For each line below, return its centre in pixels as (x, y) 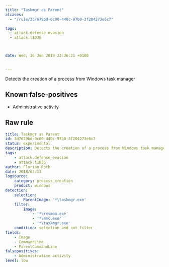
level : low (17, 261)
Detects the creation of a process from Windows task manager (70, 79)
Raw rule (19, 123)
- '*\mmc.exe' (47, 219)
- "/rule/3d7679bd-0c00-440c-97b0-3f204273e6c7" (62, 19)
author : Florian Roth (28, 167)
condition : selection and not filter (54, 228)
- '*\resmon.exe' (50, 214)
